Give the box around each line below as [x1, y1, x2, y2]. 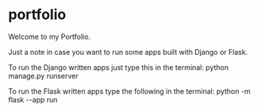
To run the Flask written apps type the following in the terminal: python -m [8, 86, 251, 96]
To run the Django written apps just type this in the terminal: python [8, 62, 229, 72]
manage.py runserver [8, 71, 79, 80]
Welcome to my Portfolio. [8, 32, 91, 41]
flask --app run [8, 95, 58, 104]
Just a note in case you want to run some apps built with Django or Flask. [8, 47, 248, 56]
